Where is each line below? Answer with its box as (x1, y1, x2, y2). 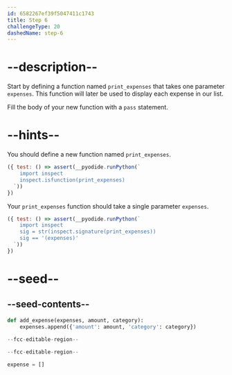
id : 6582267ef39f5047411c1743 (7, 10, 95, 17)
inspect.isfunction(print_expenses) (19, 176, 126, 184)
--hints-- (7, 128, 60, 143)
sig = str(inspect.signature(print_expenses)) (19, 228, 157, 236)
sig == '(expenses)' (19, 235, 79, 242)
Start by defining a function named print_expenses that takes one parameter (7, 82, 225, 91)
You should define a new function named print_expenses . (7, 150, 171, 159)
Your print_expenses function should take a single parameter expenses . (7, 202, 209, 210)
